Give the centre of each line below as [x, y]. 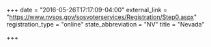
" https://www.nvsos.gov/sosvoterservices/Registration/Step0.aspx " [102, 17]
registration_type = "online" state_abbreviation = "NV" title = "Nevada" [106, 24]
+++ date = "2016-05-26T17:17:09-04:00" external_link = [87, 10]
